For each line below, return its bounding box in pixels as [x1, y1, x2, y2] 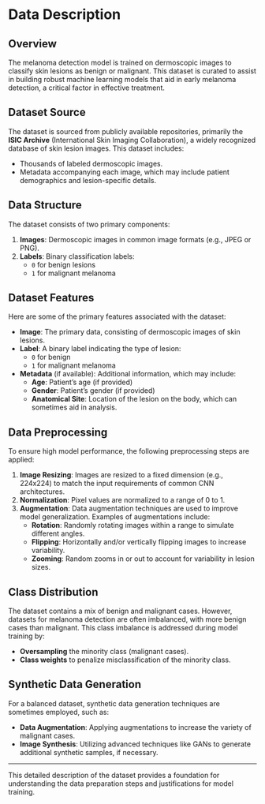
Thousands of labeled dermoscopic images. [19, 159, 163, 168]
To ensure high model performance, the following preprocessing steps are [8, 447, 250, 456]
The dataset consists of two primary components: [8, 219, 170, 229]
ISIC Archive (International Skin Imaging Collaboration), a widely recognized [8, 135, 256, 144]
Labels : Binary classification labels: [19, 251, 135, 261]
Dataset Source [8, 106, 86, 119]
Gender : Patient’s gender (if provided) [31, 386, 155, 395]
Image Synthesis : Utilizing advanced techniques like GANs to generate [19, 739, 251, 749]
